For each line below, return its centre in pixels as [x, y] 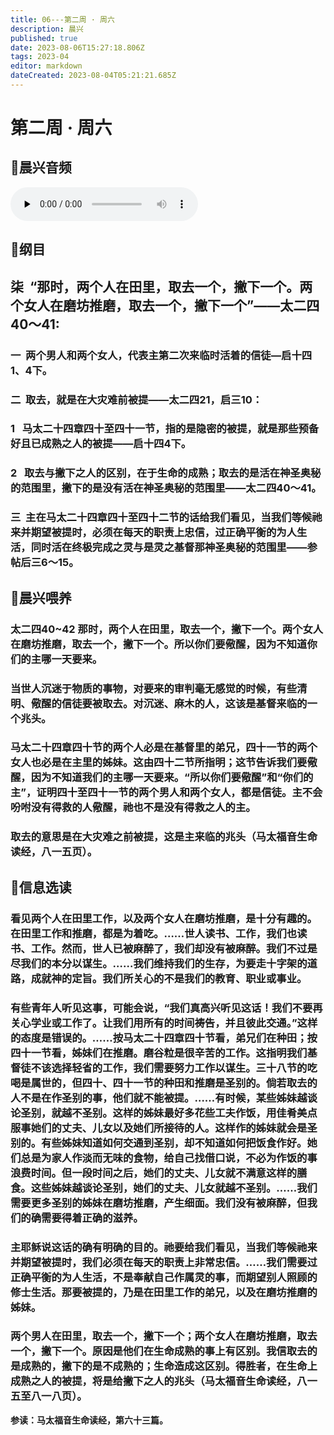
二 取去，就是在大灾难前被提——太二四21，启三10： [136, 399]
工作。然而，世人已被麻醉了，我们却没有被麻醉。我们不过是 [174, 948]
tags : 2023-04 [40, 57]
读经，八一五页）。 [54, 852]
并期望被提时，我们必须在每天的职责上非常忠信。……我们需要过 [164, 1262]
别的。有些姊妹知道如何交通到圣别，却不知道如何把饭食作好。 [159, 1143]
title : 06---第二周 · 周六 [62, 19]
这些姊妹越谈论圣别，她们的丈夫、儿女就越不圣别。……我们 [174, 1188]
